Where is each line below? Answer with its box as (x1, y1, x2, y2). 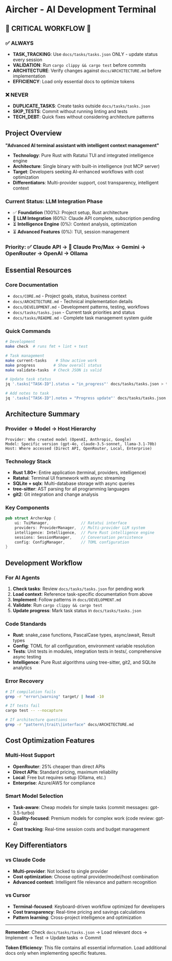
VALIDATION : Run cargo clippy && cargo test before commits (12, 62, 146, 68)
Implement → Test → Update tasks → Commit (5, 934, 101, 940)
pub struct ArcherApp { (5, 516, 56, 521)
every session (12, 56, 42, 63)
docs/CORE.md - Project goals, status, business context (12, 293, 127, 299)
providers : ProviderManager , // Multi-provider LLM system (14, 525, 145, 530)
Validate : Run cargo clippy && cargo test (12, 602, 103, 608)
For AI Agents (5, 574, 40, 581)
